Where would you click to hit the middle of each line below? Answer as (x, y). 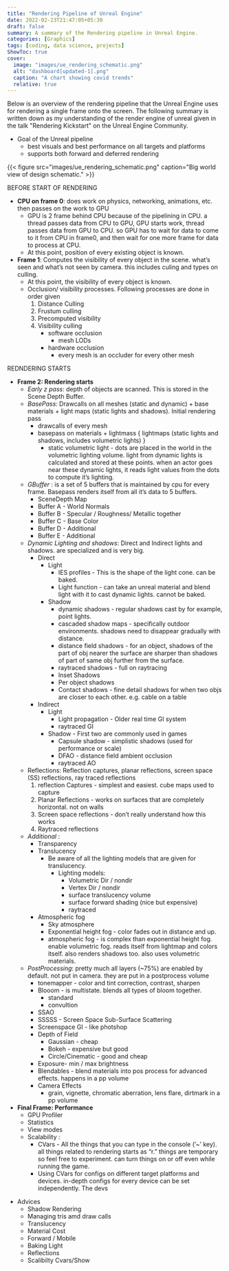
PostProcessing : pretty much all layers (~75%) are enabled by (115, 968)
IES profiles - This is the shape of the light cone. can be (137, 573)
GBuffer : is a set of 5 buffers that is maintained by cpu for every (118, 484)
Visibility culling (60, 326)
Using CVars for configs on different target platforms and (118, 1174)
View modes (45, 1130)
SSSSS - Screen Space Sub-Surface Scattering (105, 1020)
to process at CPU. (54, 245)
